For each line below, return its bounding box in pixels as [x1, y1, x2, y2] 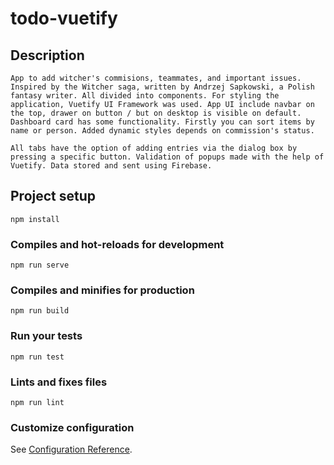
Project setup [10, 188, 97, 205]
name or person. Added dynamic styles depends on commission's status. [10, 126, 315, 136]
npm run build [10, 306, 70, 316]
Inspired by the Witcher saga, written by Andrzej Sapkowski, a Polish [10, 82, 315, 92]
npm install [10, 214, 60, 224]
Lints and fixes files [10, 375, 108, 389]
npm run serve [10, 260, 70, 271]
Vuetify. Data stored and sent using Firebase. [10, 161, 213, 171]
